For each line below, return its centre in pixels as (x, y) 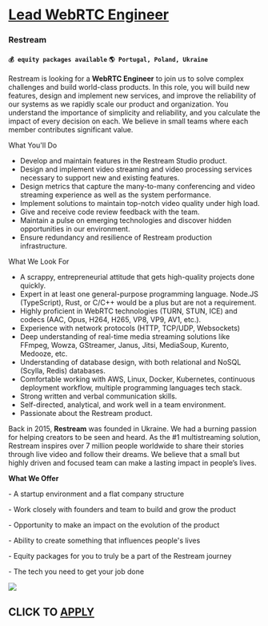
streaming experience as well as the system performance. (116, 195)
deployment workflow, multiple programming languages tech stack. (131, 388)
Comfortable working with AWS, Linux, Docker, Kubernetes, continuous (138, 379)
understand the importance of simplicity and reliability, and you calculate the (134, 113)
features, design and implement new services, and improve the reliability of (132, 96)
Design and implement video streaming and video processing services (136, 169)
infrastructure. (44, 246)
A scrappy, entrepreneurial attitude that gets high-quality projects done (137, 277)
